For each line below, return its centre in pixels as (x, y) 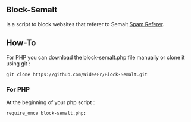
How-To (21, 43)
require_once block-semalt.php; (46, 113)
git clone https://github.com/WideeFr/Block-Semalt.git (77, 74)
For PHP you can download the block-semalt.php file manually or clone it (95, 57)
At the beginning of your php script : (51, 102)
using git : (18, 63)
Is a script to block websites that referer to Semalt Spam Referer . (85, 24)
